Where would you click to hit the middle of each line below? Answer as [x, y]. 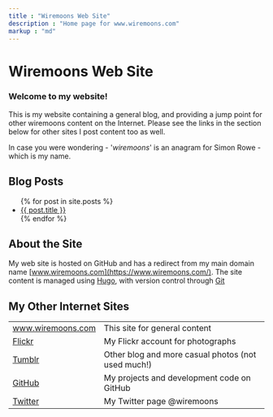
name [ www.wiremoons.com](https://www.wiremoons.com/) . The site [125, 272]
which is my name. [40, 156]
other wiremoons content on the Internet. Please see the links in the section [135, 123]
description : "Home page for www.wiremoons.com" [94, 24]
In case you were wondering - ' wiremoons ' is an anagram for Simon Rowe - [135, 147]
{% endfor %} [43, 218]
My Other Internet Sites [69, 306]
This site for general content [157, 328]
